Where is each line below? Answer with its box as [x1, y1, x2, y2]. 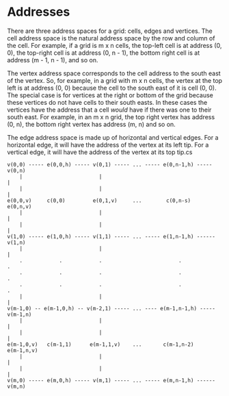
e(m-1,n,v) [7, 347, 38, 354]
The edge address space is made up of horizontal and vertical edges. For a [7, 133, 219, 141]
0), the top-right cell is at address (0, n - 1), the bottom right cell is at [7, 49, 200, 57]
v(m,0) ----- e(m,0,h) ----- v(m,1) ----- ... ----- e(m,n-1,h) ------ [7, 377, 215, 384]
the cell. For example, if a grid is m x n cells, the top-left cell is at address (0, [7, 41, 222, 49]
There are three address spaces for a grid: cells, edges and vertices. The [7, 27, 213, 35]
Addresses [7, 4, 70, 20]
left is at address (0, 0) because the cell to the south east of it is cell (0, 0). [7, 84, 217, 92]
